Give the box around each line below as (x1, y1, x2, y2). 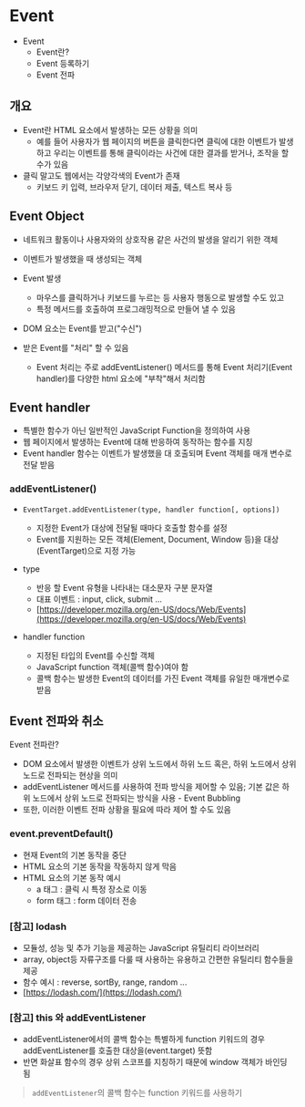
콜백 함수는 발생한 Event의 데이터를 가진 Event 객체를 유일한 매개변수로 (36, 672, 290, 684)
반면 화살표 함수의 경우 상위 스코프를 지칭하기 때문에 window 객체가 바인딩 (22, 1057, 288, 1068)
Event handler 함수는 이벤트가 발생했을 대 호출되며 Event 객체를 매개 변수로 (22, 448, 293, 459)
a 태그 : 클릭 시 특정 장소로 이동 (36, 884, 147, 895)
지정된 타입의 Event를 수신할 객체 (36, 649, 155, 661)
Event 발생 (22, 273, 62, 284)
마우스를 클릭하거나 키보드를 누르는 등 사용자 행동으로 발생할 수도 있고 (36, 292, 285, 303)
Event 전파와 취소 (9, 713, 104, 729)
